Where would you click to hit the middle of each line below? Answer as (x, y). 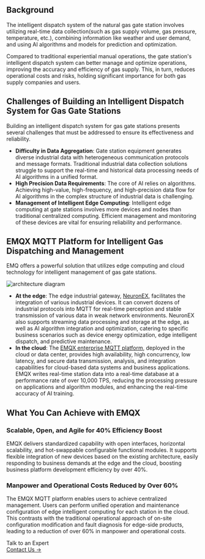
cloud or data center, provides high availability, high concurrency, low (103, 355)
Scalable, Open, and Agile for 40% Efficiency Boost (84, 430)
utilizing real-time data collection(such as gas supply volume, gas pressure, (102, 31)
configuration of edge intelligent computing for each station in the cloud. (98, 512)
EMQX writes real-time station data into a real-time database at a (97, 374)
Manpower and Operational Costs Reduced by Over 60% (92, 486)
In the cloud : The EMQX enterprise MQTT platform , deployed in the (100, 348)
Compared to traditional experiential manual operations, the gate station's (99, 56)
